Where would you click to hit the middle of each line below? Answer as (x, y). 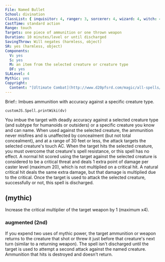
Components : (17, 51)
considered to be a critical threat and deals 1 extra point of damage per (77, 162)
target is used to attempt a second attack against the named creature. (76, 249)
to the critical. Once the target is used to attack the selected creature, (75, 177)
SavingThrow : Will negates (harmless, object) (54, 42)
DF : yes (17, 69)
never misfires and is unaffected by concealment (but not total (68, 135)
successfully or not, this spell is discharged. (50, 182)
